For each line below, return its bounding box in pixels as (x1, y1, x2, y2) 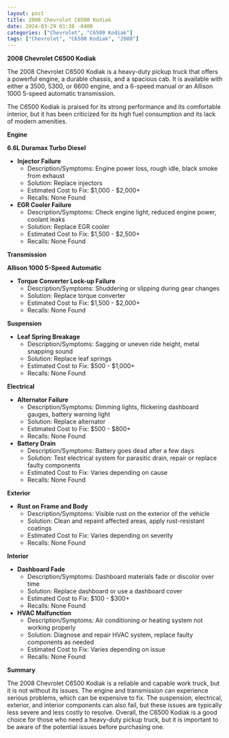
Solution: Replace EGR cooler (27, 223, 110, 231)
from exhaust (27, 172, 65, 180)
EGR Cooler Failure (16, 201, 72, 209)
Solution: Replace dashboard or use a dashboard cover (27, 587, 183, 595)
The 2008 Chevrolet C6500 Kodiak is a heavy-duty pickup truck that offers (7, 68, 219, 76)
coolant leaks (27, 215, 66, 223)
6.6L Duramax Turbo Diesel (7, 144, 86, 152)
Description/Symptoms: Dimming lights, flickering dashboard (27, 403, 199, 411)
